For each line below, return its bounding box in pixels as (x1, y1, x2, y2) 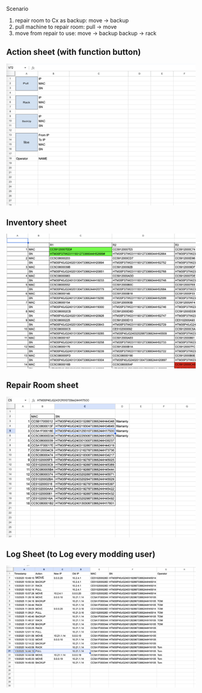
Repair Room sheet (6, 380, 79, 391)
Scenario (6, 5, 29, 12)
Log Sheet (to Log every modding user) (6, 549, 156, 559)
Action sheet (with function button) (6, 47, 141, 57)
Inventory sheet (6, 217, 67, 228)
